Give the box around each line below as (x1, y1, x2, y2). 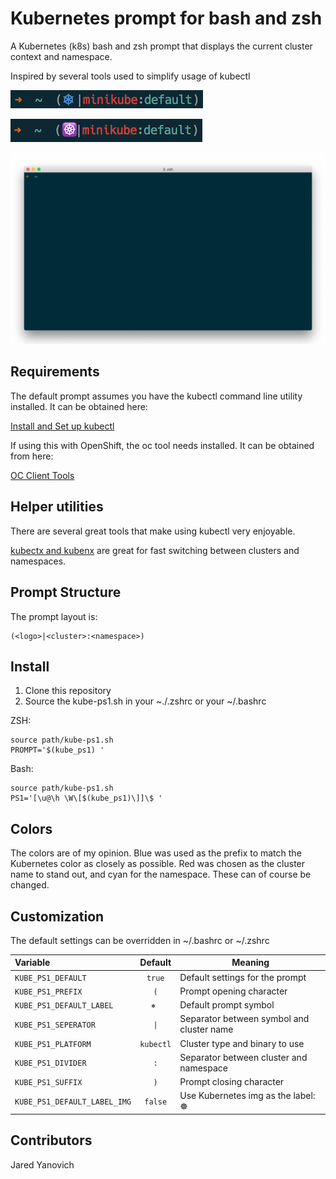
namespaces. (10, 555, 67, 567)
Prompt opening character (179, 985, 288, 997)
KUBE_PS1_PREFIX (14, 987, 83, 997)
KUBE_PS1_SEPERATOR (14, 1020, 96, 1030)
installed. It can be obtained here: (10, 400, 148, 412)
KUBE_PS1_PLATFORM (14, 1039, 92, 1049)
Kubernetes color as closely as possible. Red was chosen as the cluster (10, 858, 306, 870)
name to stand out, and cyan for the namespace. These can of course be (10, 868, 312, 881)
